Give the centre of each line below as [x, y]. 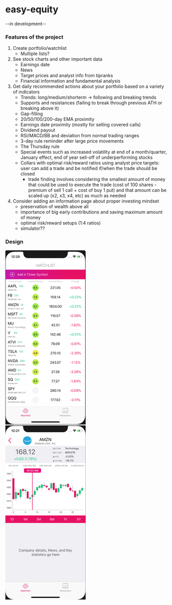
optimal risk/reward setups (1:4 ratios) [61, 223]
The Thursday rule [40, 146]
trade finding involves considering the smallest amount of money [97, 179]
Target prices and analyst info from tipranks [67, 76]
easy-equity [32, 10]
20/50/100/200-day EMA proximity [58, 119]
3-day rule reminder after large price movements [72, 141]
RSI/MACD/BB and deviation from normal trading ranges [80, 136]
